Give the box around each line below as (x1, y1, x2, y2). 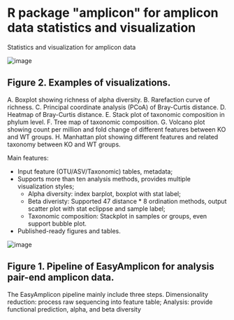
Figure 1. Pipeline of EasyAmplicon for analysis (7, 260, 214, 272)
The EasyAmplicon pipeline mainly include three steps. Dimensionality (7, 290, 208, 298)
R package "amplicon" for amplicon (7, 5, 219, 21)
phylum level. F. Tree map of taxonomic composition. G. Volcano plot (7, 118, 205, 126)
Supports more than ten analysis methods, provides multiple (17, 174, 191, 183)
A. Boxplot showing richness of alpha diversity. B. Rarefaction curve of (7, 95, 210, 104)
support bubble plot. (27, 219, 87, 228)
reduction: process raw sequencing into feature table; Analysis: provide (7, 298, 213, 306)
